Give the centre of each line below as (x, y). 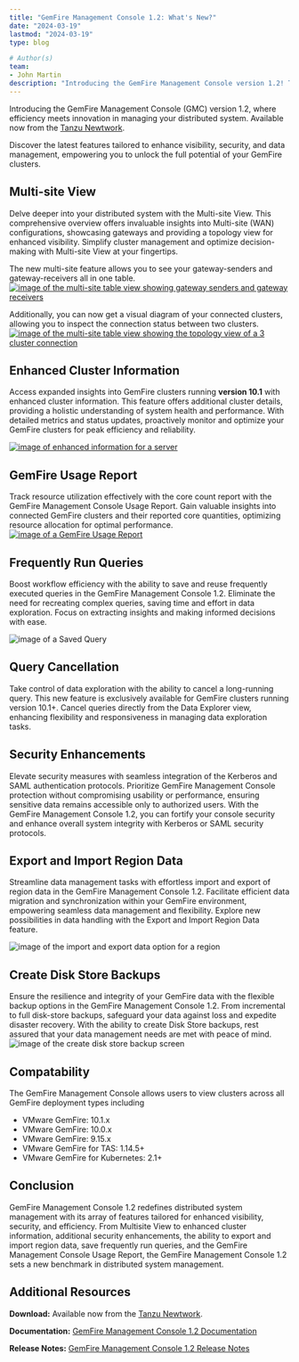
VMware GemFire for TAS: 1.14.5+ (83, 1149)
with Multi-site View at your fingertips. (108, 251)
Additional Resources (70, 1292)
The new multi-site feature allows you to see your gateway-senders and (141, 268)
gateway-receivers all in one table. (73, 278)
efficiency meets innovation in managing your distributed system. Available (146, 118)
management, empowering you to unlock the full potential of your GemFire (146, 154)
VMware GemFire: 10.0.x (67, 1129)
